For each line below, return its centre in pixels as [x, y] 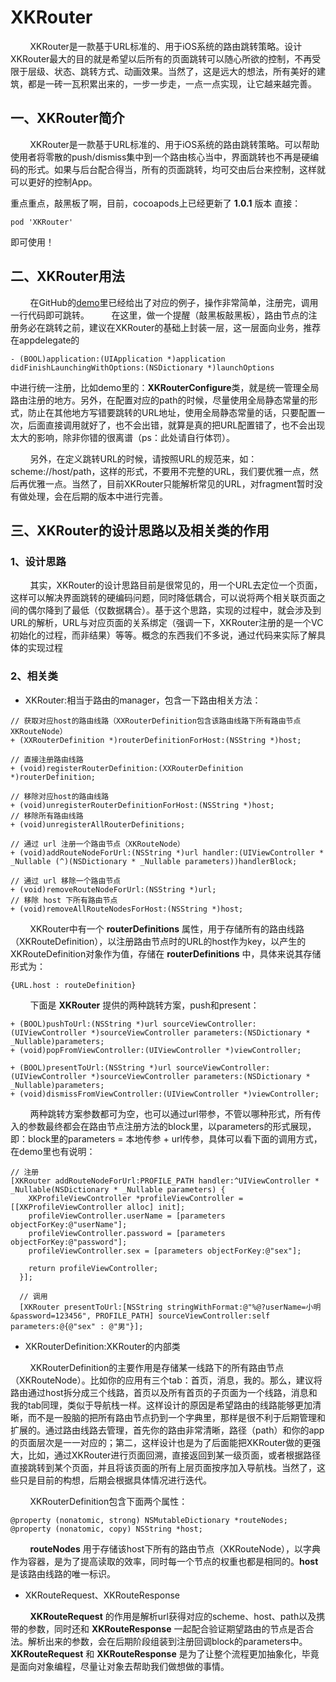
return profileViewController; [93, 1268]
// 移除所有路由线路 [47, 816]
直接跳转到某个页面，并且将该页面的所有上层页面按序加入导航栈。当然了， [163, 1467]
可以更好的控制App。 [54, 182]
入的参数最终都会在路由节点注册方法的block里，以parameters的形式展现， [163, 1126]
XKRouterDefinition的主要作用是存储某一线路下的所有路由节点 [157, 1367]
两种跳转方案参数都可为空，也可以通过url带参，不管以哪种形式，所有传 [175, 1113]
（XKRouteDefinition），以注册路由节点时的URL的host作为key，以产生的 [158, 941]
